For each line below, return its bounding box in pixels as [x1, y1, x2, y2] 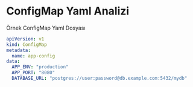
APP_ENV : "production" [11, 64, 69, 70]
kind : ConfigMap [6, 41, 47, 48]
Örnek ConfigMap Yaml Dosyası [6, 24, 86, 31]
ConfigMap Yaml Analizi [6, 4, 130, 18]
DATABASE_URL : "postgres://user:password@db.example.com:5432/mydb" [11, 76, 188, 82]
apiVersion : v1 [6, 36, 45, 42]
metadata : [6, 47, 31, 53]
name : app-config [11, 53, 55, 59]
